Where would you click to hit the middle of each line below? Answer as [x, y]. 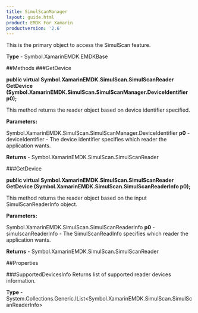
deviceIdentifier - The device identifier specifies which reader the [87, 140]
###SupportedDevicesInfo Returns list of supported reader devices [89, 274]
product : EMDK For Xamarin [40, 23]
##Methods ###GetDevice [39, 68]
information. [21, 281]
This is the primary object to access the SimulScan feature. [78, 45]
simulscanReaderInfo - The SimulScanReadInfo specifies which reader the [97, 234]
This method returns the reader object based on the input [76, 198]
